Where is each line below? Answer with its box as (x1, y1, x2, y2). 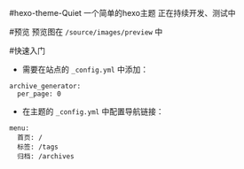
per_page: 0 (17, 89, 62, 98)
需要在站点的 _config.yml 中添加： (21, 65, 149, 74)
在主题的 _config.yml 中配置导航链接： (21, 106, 164, 117)
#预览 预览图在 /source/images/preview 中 (9, 27, 163, 37)
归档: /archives (17, 152, 75, 161)
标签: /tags (17, 142, 59, 151)
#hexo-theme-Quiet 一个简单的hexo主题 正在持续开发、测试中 (9, 8, 236, 18)
